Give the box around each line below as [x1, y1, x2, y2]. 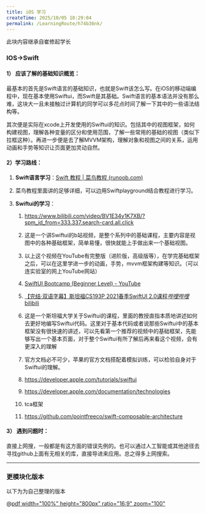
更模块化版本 [6, 472, 45, 481]
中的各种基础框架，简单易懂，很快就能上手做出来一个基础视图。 [29, 239, 191, 246]
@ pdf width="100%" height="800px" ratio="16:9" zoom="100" [6, 500, 166, 507]
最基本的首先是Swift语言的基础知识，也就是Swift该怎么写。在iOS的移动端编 [6, 84, 197, 92]
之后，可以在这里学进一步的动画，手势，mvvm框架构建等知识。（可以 [24, 259, 199, 267]
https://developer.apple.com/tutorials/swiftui [24, 375, 137, 383]
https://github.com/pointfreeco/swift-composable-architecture [24, 412, 183, 420]
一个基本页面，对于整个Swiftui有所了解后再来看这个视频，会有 [40, 335, 198, 342]
